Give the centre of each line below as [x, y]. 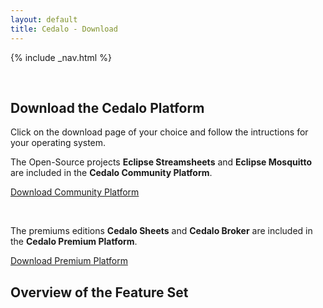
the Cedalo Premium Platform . [74, 242]
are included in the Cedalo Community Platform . [111, 173]
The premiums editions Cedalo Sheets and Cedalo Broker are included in [161, 231]
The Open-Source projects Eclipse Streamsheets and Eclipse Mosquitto [161, 162]
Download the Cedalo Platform [107, 107]
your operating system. [58, 143]
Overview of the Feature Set [99, 292]
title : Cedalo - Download [64, 29]
